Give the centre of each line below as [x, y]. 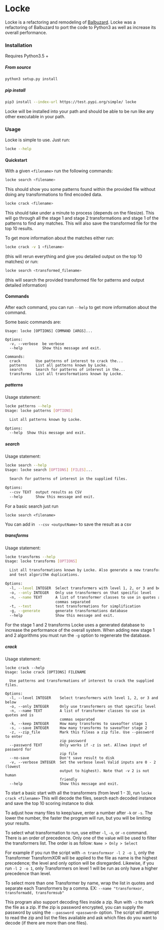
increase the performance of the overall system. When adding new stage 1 [80, 630]
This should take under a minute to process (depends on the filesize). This [80, 213]
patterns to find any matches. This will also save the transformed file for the [81, 223]
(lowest [13, 767]
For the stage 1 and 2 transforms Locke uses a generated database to [75, 625]
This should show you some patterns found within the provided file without [80, 189]
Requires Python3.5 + [27, 56]
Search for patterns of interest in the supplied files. [69, 479]
